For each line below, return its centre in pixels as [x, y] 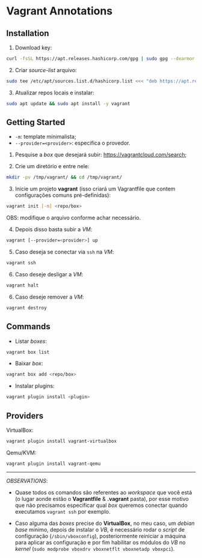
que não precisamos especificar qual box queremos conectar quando [101, 505]
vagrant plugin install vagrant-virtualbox [62, 441]
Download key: [33, 47]
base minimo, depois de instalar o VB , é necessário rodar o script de [100, 529]
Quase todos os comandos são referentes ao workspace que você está [103, 492]
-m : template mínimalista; [45, 137]
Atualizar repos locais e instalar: [54, 92]
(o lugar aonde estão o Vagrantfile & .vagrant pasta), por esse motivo [102, 499]
